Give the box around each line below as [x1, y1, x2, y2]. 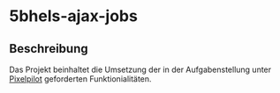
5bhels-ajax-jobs [9, 6, 139, 26]
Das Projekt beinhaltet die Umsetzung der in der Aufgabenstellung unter [9, 64, 272, 75]
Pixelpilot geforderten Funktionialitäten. [9, 74, 152, 84]
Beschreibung [9, 41, 88, 56]
